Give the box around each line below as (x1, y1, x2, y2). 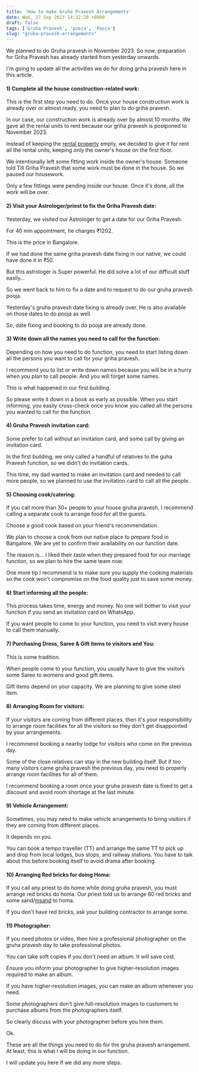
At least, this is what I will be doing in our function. (6, 1048, 129, 1055)
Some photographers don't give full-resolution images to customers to (6, 1001, 179, 1008)
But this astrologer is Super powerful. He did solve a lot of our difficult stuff (6, 268, 190, 275)
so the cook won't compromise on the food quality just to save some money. (6, 576, 193, 583)
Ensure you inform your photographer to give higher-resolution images (6, 965, 179, 972)
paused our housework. (6, 171, 64, 178)
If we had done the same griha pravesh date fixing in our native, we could (6, 250, 186, 257)
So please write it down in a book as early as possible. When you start (6, 395, 178, 402)
